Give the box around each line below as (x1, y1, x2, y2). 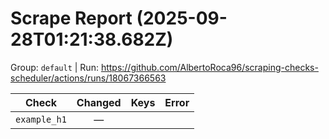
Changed (76, 95, 122, 109)
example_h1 (15, 113, 67, 125)
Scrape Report (10, 7, 133, 30)
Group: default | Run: (10, 61, 99, 73)
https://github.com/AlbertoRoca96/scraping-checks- (100, 61, 319, 73)
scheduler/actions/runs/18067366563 (10, 72, 167, 84)
